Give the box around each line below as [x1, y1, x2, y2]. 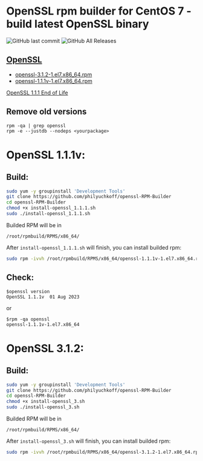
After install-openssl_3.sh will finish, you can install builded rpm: [6, 437, 171, 445]
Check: [6, 273, 34, 283]
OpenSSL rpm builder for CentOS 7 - [6, 4, 192, 18]
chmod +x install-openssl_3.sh [6, 399, 85, 405]
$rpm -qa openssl [6, 316, 50, 322]
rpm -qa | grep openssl [6, 122, 66, 128]
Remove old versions [6, 107, 87, 117]
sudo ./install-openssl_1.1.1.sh [6, 211, 91, 217]
